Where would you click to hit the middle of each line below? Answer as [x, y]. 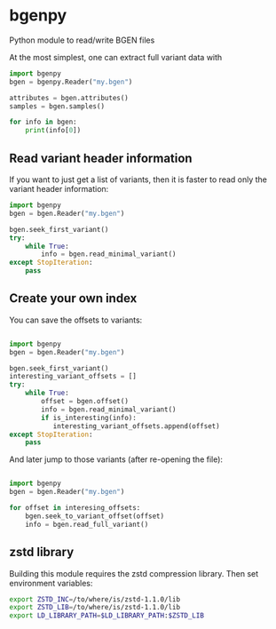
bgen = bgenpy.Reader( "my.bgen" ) [71, 82]
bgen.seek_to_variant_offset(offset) [95, 516]
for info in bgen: [43, 122]
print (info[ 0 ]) [53, 131]
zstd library [42, 552]
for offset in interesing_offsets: [75, 508]
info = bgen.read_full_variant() [87, 524]
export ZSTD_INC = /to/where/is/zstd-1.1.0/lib [95, 599]
